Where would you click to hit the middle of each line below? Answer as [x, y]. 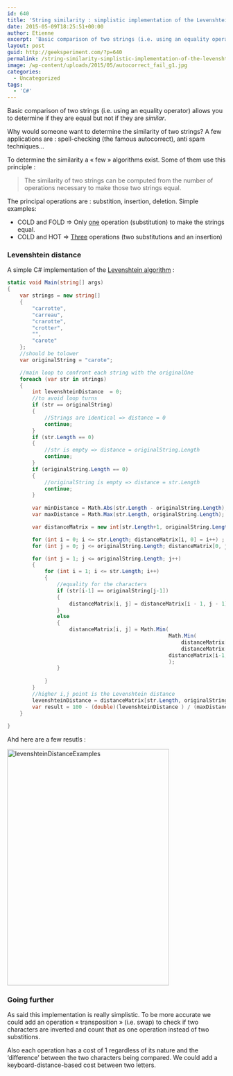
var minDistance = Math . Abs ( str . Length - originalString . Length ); [130, 508]
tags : [15, 85]
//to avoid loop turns [65, 399]
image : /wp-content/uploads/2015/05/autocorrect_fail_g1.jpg [97, 65]
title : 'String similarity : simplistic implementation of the [101, 20]
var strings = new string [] [60, 296]
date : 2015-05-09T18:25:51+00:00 [55, 26]
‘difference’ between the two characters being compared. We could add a [112, 1058]
